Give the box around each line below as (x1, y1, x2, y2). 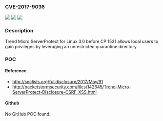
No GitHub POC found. (5, 111, 51, 117)
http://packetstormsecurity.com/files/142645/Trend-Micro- (12, 84, 131, 90)
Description (5, 27, 34, 34)
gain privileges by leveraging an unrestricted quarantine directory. (5, 43, 138, 49)
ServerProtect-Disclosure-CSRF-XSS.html (12, 89, 97, 95)
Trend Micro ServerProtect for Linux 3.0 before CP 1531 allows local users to (5, 38, 159, 44)
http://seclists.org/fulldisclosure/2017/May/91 (12, 79, 103, 84)
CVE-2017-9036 (5, 3, 45, 10)
